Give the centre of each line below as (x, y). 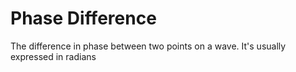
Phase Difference (83, 18)
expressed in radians (53, 56)
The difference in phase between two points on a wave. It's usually (148, 46)
